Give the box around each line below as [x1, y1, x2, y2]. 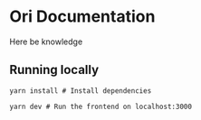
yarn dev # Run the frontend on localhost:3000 [9, 102, 193, 111]
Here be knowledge [9, 36, 83, 47]
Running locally [9, 62, 100, 78]
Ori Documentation [9, 6, 156, 27]
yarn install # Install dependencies [9, 86, 152, 96]
